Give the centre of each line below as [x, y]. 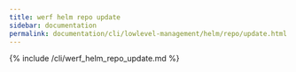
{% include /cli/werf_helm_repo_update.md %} [94, 59]
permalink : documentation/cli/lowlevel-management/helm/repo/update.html [148, 33]
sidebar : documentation [53, 25]
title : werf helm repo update [65, 17]
